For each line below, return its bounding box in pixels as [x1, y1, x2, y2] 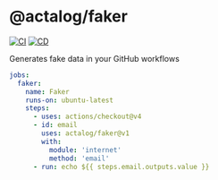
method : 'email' [48, 154, 110, 163]
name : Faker [25, 87, 70, 96]
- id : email [32, 121, 78, 130]
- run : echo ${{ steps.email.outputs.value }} [32, 162, 210, 171]
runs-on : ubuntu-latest [25, 96, 114, 105]
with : [41, 137, 63, 146]
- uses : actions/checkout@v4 [32, 112, 142, 122]
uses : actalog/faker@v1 [41, 129, 130, 138]
